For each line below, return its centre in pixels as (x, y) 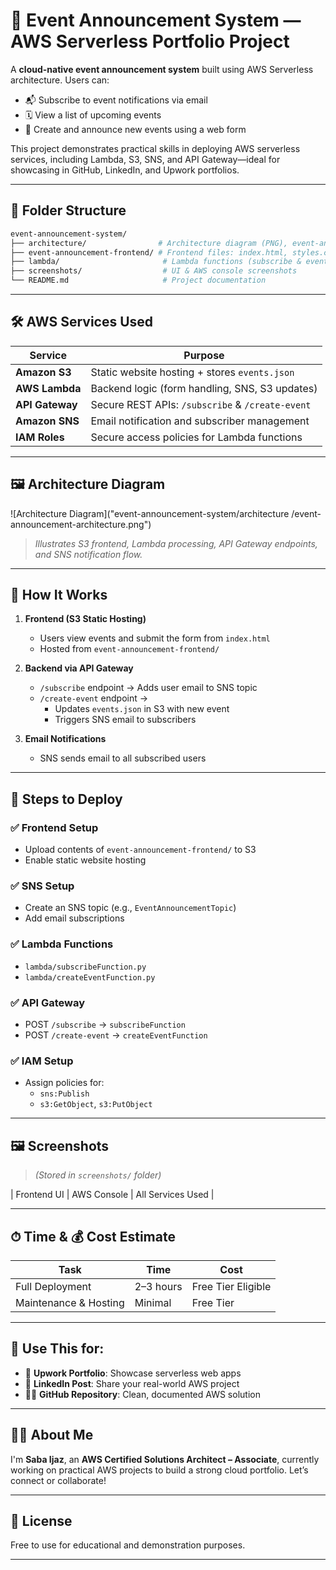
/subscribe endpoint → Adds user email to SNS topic (148, 688)
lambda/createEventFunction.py (90, 977)
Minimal (153, 1302)
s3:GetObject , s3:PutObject (96, 1104)
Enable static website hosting (85, 860)
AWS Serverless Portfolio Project (150, 41)
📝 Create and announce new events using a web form (135, 129)
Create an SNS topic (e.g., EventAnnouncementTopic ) (130, 908)
